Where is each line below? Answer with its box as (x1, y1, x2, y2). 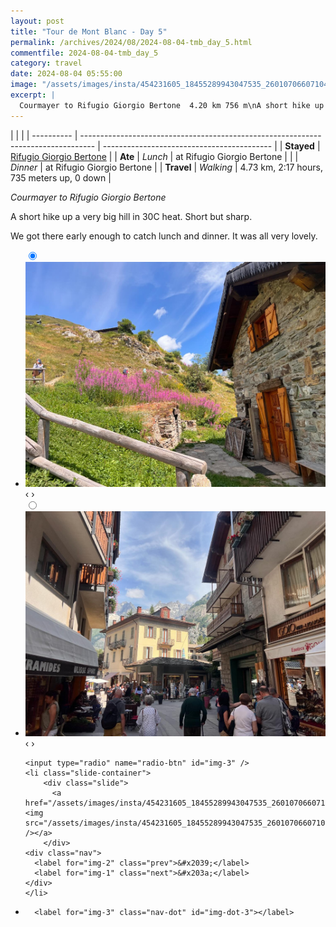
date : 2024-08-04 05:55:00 (10, 69, 123, 79)
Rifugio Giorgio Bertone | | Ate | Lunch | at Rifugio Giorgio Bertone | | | (10, 150, 299, 162)
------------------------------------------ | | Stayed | (102, 140, 321, 152)
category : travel (10, 58, 83, 69)
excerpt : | (10, 90, 56, 100)
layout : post (10, 16, 65, 26)
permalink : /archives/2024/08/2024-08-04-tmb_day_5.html (10, 37, 253, 47)
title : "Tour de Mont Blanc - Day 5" (10, 26, 168, 37)
